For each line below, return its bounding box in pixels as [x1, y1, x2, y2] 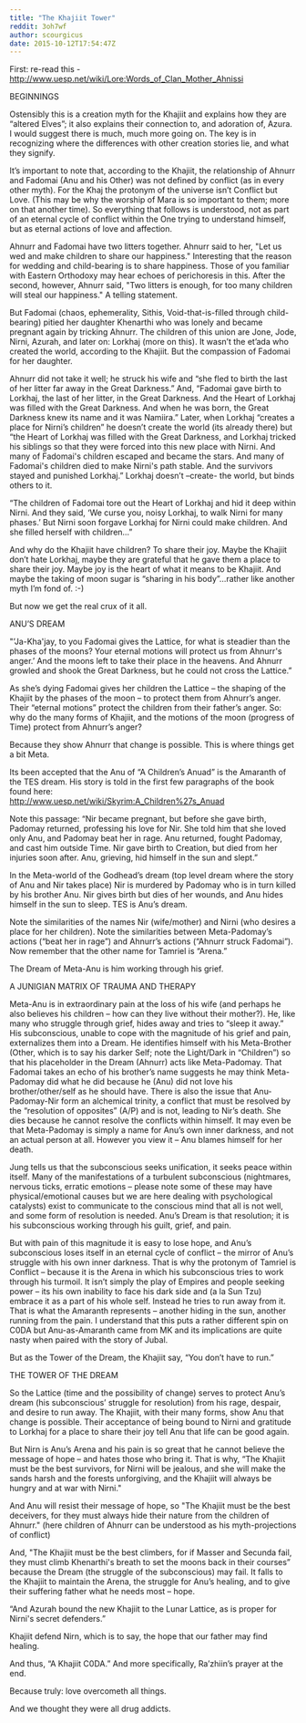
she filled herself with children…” [9, 526, 133, 538]
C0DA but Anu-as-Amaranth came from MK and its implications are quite [9, 1324, 282, 1336]
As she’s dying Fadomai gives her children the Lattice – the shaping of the [9, 683, 287, 694]
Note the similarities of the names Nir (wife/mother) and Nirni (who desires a [9, 917, 296, 928]
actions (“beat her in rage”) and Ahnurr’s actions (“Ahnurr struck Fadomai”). [9, 936, 293, 947]
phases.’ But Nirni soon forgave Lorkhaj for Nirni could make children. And [9, 517, 289, 528]
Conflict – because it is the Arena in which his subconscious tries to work [9, 1267, 284, 1278]
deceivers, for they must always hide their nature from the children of [9, 1510, 270, 1521]
